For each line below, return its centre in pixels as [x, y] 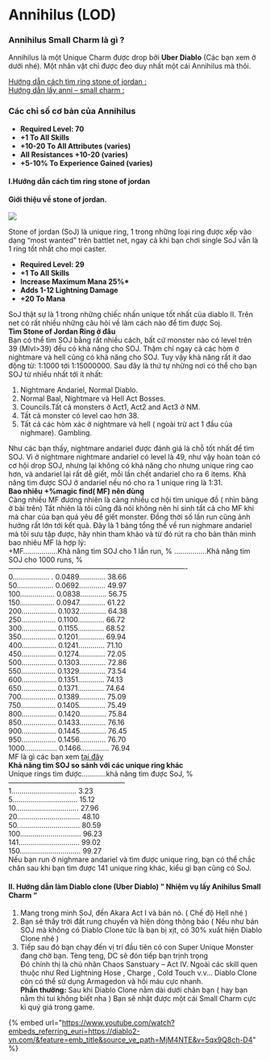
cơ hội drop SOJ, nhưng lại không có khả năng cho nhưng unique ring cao [131, 465]
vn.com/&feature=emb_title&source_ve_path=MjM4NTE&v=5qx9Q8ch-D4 [131, 1040]
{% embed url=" [35, 1023]
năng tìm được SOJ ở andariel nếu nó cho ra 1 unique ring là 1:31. [116, 482]
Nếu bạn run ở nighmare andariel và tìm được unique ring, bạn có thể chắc [132, 859]
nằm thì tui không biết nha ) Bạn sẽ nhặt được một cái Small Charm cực [138, 999]
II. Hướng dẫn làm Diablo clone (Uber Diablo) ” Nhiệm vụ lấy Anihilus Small [135, 886]
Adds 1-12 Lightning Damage [69, 290]
